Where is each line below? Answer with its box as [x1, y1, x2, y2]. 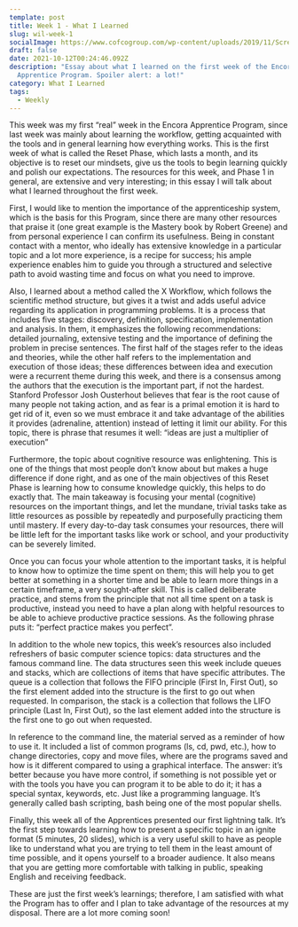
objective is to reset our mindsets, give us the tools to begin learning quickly [9, 157, 288, 169]
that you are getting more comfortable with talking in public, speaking [9, 862, 263, 873]
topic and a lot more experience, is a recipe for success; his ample [9, 250, 253, 261]
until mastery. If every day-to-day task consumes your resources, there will [9, 520, 284, 530]
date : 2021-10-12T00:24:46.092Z [9, 54, 129, 63]
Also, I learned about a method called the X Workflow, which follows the [9, 286, 272, 297]
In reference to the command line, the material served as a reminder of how [9, 732, 286, 742]
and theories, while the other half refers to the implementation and [9, 352, 251, 363]
